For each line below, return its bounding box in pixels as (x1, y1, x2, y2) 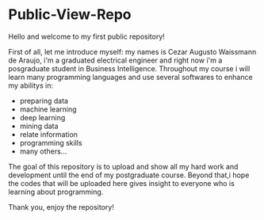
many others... (19, 146, 67, 156)
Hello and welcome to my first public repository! (8, 32, 165, 41)
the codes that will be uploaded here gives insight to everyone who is (8, 178, 235, 188)
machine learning (19, 104, 77, 114)
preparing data (19, 96, 69, 105)
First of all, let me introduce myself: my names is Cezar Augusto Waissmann (8, 47, 257, 56)
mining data (19, 121, 59, 131)
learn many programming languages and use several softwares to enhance (8, 72, 253, 82)
